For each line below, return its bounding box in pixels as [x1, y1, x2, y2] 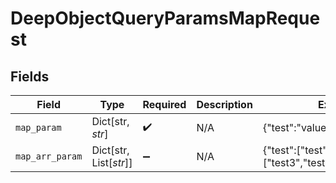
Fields [10, 68, 50, 85]
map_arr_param [15, 151, 83, 162]
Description [196, 98, 253, 111]
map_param [15, 122, 62, 133]
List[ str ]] [91, 156, 133, 169]
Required [142, 98, 187, 111]
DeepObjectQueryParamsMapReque [10, 7, 321, 30]
